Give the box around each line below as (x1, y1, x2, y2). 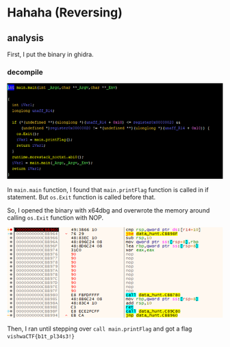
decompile (7, 67, 43, 77)
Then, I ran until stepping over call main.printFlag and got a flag (7, 324, 192, 333)
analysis (7, 32, 44, 44)
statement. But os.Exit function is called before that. (7, 193, 156, 202)
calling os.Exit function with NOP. (7, 214, 104, 222)
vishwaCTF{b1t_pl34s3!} (7, 333, 75, 340)
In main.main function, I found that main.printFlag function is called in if (7, 186, 209, 194)
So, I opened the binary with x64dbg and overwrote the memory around (7, 206, 210, 215)
